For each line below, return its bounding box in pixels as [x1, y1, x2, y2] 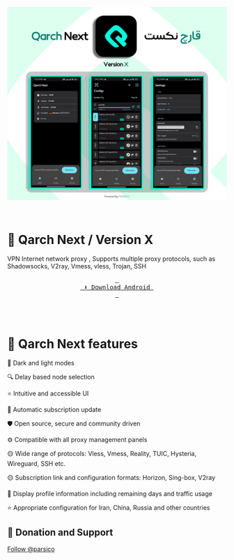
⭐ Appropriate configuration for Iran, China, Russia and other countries [7, 504, 210, 512]
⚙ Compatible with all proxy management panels [7, 436, 148, 444]
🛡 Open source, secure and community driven [7, 419, 141, 428]
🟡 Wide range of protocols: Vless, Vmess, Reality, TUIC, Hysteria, [7, 450, 197, 458]
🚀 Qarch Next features [7, 335, 138, 351]
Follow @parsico [7, 545, 55, 554]
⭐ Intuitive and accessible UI [7, 389, 89, 398]
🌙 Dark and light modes [7, 359, 75, 368]
